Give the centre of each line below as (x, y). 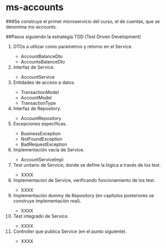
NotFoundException (41, 139)
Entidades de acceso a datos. (44, 82)
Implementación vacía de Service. (49, 149)
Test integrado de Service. (41, 216)
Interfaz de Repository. (37, 108)
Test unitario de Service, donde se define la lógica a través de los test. (87, 165)
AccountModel (36, 98)
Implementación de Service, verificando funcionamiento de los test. (84, 180)
